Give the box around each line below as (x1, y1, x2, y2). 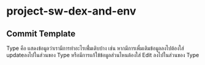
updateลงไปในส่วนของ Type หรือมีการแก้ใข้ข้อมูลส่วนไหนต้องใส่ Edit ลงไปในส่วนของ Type (6, 52, 199, 58)
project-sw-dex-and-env (6, 4, 136, 18)
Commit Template (6, 29, 76, 39)
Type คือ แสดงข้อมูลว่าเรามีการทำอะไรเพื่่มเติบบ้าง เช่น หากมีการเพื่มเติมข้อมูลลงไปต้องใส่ (6, 44, 185, 52)
